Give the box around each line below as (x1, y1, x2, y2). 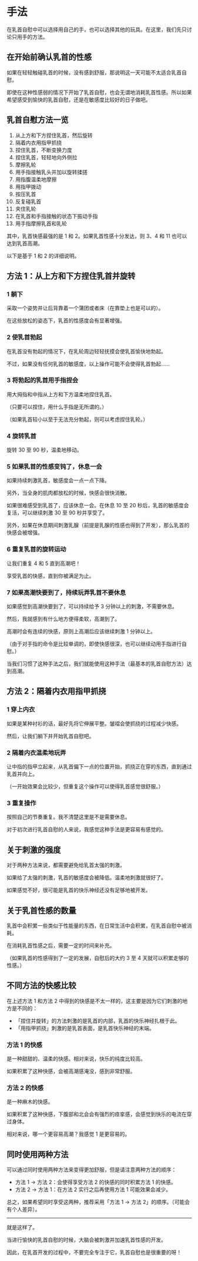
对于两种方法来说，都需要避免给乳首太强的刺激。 (6, 862, 125, 869)
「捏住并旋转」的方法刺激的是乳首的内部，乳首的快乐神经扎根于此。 (15, 1017, 180, 1024)
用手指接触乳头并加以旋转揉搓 (15, 168, 88, 175)
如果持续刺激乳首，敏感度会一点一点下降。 (6, 477, 110, 484)
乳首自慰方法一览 (6, 115, 69, 125)
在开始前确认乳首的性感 (6, 52, 92, 62)
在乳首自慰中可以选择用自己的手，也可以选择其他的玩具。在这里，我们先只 (6, 26, 187, 33)
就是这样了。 (6, 1224, 38, 1231)
